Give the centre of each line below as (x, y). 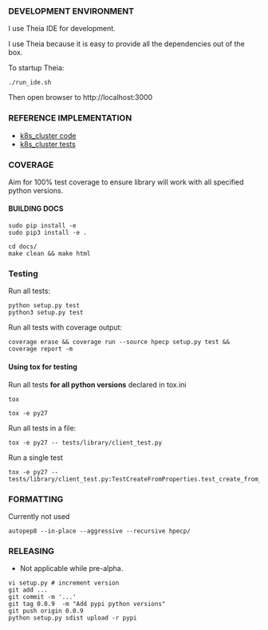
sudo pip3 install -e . (48, 233)
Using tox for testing (43, 367)
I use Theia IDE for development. (62, 29)
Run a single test (35, 458)
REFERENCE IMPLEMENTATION (70, 118)
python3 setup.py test (46, 313)
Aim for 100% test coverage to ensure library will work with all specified (126, 182)
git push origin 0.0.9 (46, 611)
